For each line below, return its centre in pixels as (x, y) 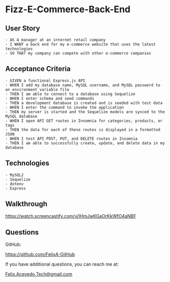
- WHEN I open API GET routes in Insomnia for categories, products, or (84, 121)
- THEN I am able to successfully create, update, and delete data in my (85, 143)
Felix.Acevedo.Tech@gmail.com (39, 274)
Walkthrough (26, 204)
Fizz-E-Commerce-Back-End (68, 9)
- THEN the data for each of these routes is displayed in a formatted (83, 130)
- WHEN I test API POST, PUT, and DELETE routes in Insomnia (72, 139)
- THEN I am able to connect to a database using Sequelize (70, 94)
